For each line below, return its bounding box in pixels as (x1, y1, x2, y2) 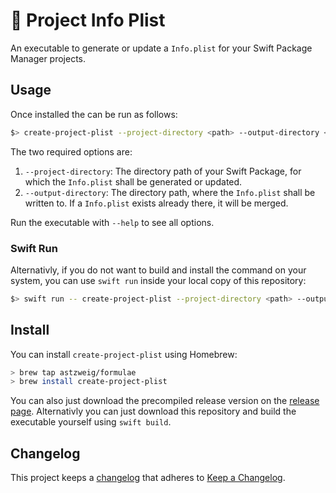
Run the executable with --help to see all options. (10, 216, 215, 228)
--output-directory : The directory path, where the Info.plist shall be (24, 186, 316, 198)
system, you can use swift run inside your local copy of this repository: (10, 274, 307, 286)
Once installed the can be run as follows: (10, 108, 178, 120)
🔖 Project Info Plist (10, 9, 166, 32)
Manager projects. (10, 52, 87, 64)
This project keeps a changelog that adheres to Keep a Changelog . (10, 472, 286, 484)
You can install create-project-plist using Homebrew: (10, 348, 238, 360)
